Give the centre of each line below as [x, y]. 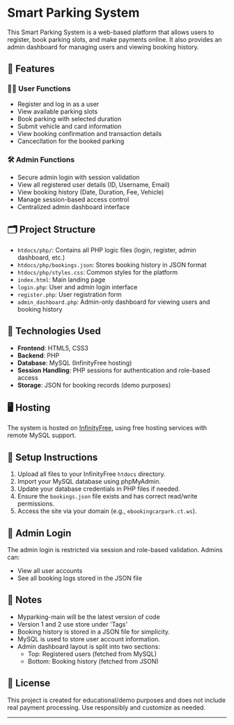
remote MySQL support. [42, 435]
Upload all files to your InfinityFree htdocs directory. [91, 474]
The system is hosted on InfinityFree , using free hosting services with [107, 428]
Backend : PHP [38, 355]
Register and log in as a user [58, 104]
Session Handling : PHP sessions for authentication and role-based [114, 370]
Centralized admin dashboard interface [73, 206]
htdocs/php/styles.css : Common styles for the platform [97, 272]
